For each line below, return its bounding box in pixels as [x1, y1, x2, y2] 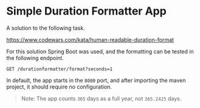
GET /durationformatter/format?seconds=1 [6, 66, 113, 72]
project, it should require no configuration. [6, 83, 112, 90]
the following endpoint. [6, 54, 64, 61]
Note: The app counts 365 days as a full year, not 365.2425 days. [21, 95, 182, 102]
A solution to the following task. [6, 24, 85, 32]
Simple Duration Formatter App [6, 4, 167, 18]
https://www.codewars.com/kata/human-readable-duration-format [6, 36, 174, 43]
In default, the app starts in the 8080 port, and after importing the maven [6, 76, 186, 84]
